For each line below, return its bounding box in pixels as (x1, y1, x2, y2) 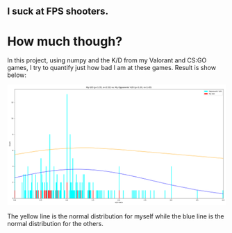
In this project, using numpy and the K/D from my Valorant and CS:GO (7, 56, 207, 64)
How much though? (7, 33, 123, 49)
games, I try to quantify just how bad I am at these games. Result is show (7, 64, 217, 72)
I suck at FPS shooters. (7, 6, 109, 17)
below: (7, 71, 26, 79)
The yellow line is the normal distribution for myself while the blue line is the (7, 212, 224, 221)
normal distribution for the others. (7, 219, 104, 227)
